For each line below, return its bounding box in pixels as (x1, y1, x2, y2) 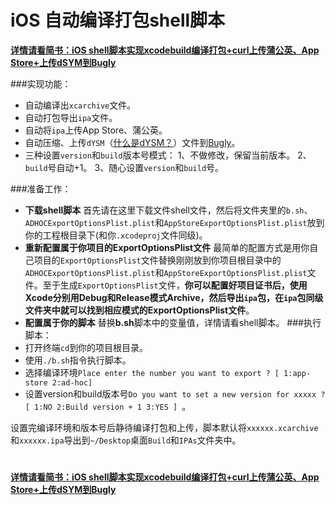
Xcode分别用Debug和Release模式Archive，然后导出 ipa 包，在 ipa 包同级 (24, 291, 324, 303)
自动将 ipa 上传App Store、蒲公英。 (24, 124, 168, 136)
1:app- (283, 368, 312, 378)
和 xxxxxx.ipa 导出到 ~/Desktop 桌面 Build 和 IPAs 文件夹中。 (10, 434, 242, 446)
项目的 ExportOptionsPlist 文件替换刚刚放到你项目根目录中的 (33, 254, 282, 266)
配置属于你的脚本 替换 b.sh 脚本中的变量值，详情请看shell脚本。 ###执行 (24, 316, 322, 328)
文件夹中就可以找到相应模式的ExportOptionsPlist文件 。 (24, 304, 255, 316)
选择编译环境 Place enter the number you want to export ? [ (24, 366, 280, 378)
